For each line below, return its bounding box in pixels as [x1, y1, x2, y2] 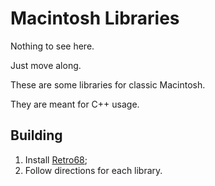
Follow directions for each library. [24, 164, 163, 176]
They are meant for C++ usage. [10, 98, 140, 110]
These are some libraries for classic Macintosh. [10, 78, 206, 91]
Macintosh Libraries [10, 7, 180, 30]
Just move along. [10, 59, 82, 71]
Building [10, 127, 63, 144]
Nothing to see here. [10, 40, 95, 52]
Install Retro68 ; [24, 153, 88, 166]
